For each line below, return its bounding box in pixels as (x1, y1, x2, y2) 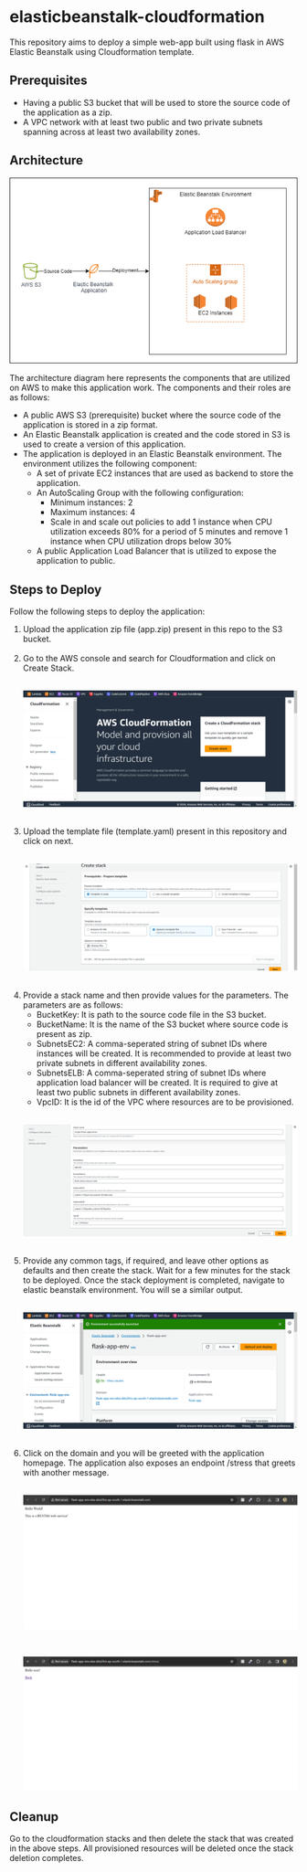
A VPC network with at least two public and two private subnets (22, 116, 263, 127)
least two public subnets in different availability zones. (36, 1087, 241, 1098)
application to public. (36, 555, 116, 566)
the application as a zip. (22, 107, 112, 118)
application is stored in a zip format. (22, 419, 158, 430)
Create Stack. (22, 662, 75, 673)
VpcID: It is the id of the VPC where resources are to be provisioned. (36, 1096, 294, 1107)
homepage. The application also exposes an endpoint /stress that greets (22, 1457, 296, 1468)
